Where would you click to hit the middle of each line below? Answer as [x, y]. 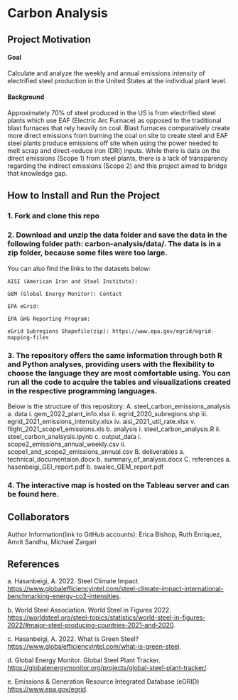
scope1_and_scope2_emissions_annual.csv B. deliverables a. [96, 451]
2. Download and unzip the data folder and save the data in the [117, 235]
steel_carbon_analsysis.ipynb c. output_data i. [75, 436]
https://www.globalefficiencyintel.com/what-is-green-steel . [94, 647]
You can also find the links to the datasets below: [79, 268]
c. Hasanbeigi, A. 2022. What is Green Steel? [73, 639]
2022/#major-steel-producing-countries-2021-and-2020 [91, 625]
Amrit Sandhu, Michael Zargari [52, 541]
